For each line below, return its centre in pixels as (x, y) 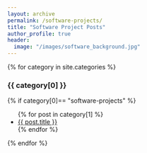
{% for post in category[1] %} (60, 115)
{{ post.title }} (37, 122)
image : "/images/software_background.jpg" (77, 47)
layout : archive (31, 14)
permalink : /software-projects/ (55, 21)
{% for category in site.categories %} (62, 67)
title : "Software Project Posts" (57, 27)
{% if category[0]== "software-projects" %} (72, 101)
